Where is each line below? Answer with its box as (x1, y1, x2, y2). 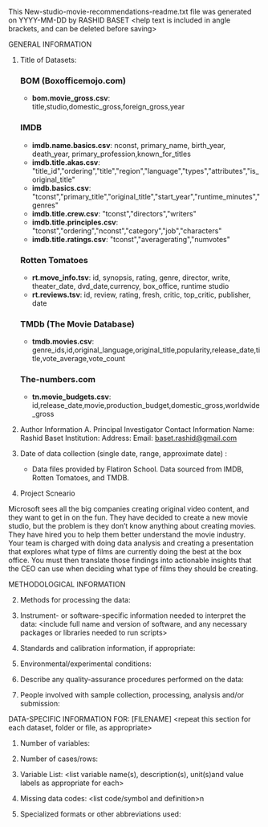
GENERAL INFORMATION (8, 39, 92, 49)
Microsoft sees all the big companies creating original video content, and (8, 504, 250, 514)
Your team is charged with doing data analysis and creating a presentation (8, 538, 254, 548)
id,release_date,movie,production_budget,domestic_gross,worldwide (31, 401, 260, 410)
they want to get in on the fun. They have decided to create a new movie (8, 512, 249, 522)
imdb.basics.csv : (31, 183, 91, 192)
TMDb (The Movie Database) (19, 318, 135, 329)
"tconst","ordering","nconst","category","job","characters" (31, 225, 222, 236)
